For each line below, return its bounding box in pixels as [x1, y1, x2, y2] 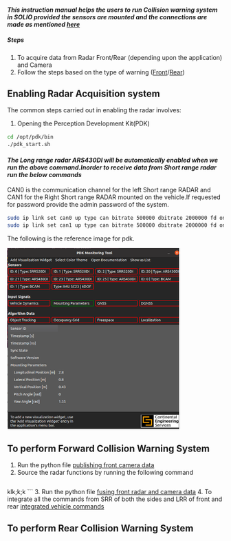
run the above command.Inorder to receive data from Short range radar [7, 163, 217, 172]
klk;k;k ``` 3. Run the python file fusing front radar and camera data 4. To [7, 488, 212, 496]
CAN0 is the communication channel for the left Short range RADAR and [7, 186, 211, 194]
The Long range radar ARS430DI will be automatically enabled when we [7, 156, 219, 164]
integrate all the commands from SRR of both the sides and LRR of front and [7, 495, 222, 503]
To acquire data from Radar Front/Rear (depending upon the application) [16, 53, 223, 61]
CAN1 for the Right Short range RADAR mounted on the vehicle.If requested [7, 193, 221, 201]
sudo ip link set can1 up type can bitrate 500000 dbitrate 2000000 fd [7, 222, 217, 229]
